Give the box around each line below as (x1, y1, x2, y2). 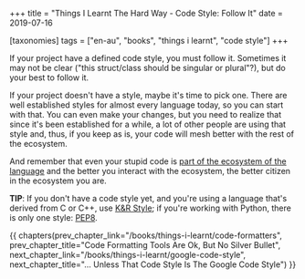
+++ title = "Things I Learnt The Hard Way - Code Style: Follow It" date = (9, 8, 283, 18)
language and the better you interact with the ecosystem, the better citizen (9, 166, 290, 176)
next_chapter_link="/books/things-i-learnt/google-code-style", (9, 250, 247, 260)
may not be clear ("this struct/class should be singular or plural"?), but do (9, 63, 286, 73)
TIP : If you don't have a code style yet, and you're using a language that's (9, 193, 288, 203)
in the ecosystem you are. (9, 175, 107, 186)
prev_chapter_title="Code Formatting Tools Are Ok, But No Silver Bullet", (9, 240, 281, 250)
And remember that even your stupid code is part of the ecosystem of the (9, 156, 287, 167)
